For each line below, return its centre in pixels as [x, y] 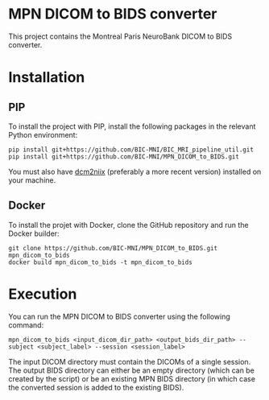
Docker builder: [34, 233]
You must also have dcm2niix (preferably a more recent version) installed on [135, 171]
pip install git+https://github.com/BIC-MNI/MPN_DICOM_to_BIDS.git [124, 157]
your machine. [32, 180]
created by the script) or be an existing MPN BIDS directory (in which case [132, 378]
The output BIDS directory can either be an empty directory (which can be [132, 370]
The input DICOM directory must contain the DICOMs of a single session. [130, 361]
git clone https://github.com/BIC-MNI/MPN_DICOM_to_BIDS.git [113, 248]
